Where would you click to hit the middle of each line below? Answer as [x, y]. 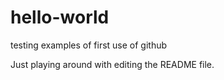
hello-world [60, 17]
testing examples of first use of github [89, 45]
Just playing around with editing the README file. [112, 64]
